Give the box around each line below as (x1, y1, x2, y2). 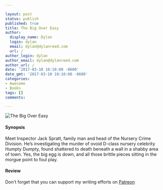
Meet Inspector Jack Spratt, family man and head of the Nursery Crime (5, 135, 151, 141)
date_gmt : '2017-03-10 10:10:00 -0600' (5, 72, 88, 77)
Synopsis (5, 124, 25, 130)
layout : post (5, 11, 32, 16)
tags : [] (5, 90, 23, 95)
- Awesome (5, 81, 26, 86)
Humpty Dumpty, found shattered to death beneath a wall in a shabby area (5, 146, 159, 152)
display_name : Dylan (9, 35, 52, 40)
